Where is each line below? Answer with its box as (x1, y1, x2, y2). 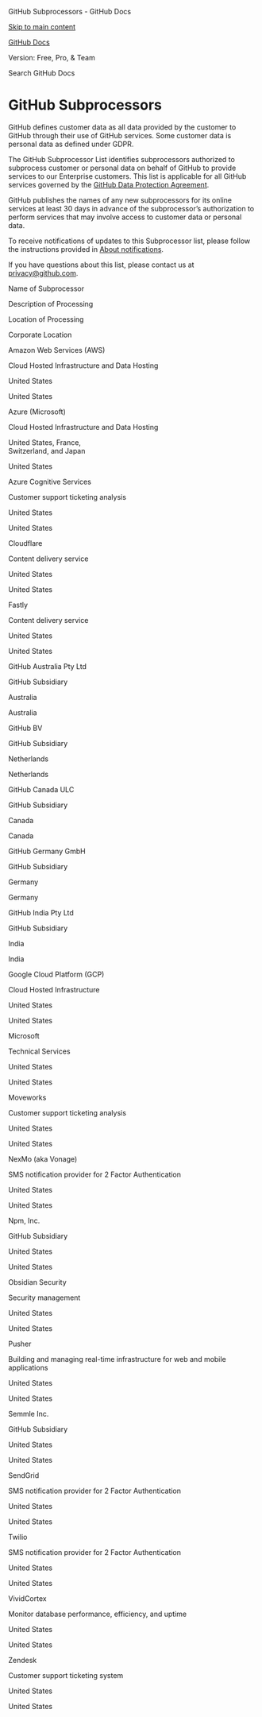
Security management (8, 1293, 81, 1302)
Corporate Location (8, 330, 72, 339)
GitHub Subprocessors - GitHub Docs (8, 7, 132, 16)
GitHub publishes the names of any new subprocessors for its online (8, 195, 233, 205)
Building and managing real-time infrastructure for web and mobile (8, 1354, 226, 1363)
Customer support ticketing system (8, 1670, 124, 1680)
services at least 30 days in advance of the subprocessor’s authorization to (8, 203, 255, 213)
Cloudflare (8, 538, 43, 547)
